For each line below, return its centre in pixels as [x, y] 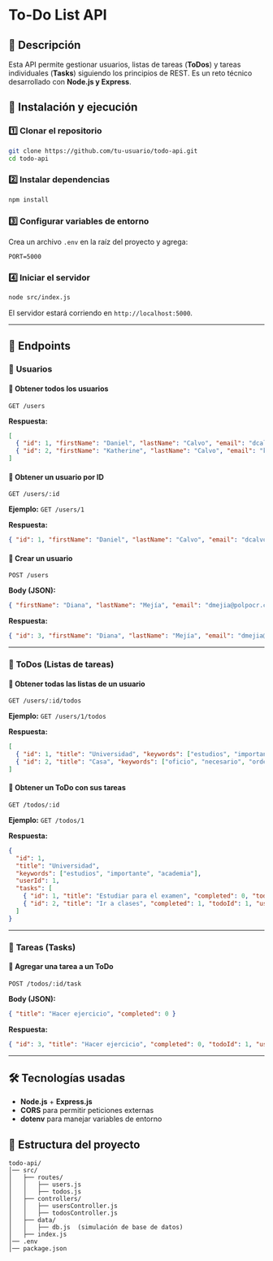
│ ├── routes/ [36, 1178]
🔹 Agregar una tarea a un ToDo [61, 967]
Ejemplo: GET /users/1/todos [58, 716]
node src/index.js [39, 298]
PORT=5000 [25, 257]
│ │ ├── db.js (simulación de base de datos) [96, 1228]
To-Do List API [58, 15]
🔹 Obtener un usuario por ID [56, 476]
